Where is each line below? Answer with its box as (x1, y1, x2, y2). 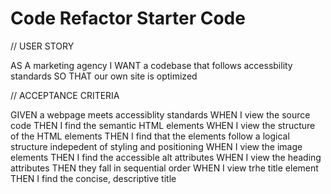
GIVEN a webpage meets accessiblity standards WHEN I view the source (10, 108, 311, 121)
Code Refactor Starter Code (10, 7, 246, 30)
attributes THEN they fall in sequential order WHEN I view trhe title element (10, 162, 319, 174)
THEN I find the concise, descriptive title (10, 172, 177, 184)
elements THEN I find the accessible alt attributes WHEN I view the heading (10, 151, 322, 163)
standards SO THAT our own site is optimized (10, 70, 198, 82)
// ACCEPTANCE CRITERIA (10, 89, 120, 101)
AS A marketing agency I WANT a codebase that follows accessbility (10, 59, 293, 71)
